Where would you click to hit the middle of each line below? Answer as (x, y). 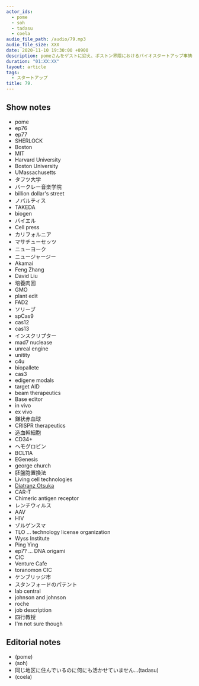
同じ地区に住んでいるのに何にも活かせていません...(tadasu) (86, 670)
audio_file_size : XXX (33, 45)
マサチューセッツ (36, 242)
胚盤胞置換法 (30, 472)
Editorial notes (33, 642)
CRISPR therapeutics (40, 425)
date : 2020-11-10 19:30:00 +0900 (47, 50)
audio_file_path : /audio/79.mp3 (46, 39)
